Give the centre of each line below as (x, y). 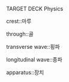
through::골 (20, 34)
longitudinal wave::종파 (34, 59)
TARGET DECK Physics (35, 9)
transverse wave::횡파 (33, 47)
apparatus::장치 (25, 72)
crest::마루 (19, 21)
